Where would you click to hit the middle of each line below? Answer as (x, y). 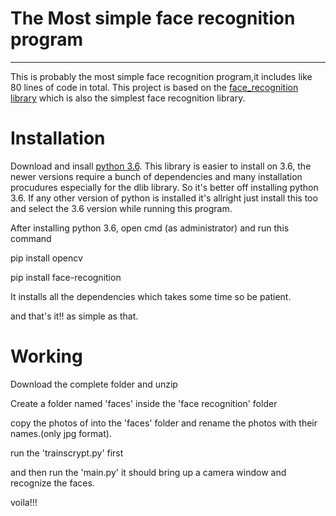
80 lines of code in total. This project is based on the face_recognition (154, 87)
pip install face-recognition (66, 277)
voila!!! (24, 502)
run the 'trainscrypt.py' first (67, 453)
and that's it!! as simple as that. (74, 316)
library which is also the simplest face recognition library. (128, 98)
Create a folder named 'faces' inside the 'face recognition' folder (144, 403)
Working (46, 356)
